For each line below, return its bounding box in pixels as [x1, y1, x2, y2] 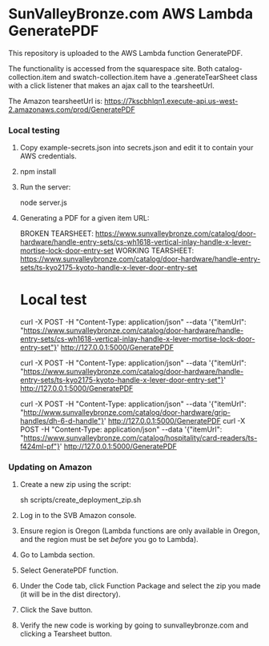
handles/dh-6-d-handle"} [19, 417, 105, 426]
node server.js [19, 197, 68, 208]
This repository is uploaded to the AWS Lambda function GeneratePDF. [8, 48, 243, 58]
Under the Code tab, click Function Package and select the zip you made [19, 581, 261, 591]
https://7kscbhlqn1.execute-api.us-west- [103, 96, 239, 106]
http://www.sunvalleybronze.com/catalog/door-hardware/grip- [23, 408, 231, 417]
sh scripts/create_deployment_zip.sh [19, 495, 142, 504]
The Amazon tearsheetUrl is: [8, 96, 102, 106]
